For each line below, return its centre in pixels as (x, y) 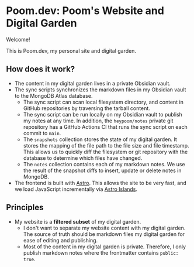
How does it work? (41, 69)
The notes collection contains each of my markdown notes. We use (104, 164)
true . (30, 259)
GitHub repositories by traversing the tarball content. (86, 108)
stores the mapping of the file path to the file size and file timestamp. (106, 145)
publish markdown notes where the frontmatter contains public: (101, 252)
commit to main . (42, 133)
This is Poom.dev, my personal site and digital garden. (71, 50)
